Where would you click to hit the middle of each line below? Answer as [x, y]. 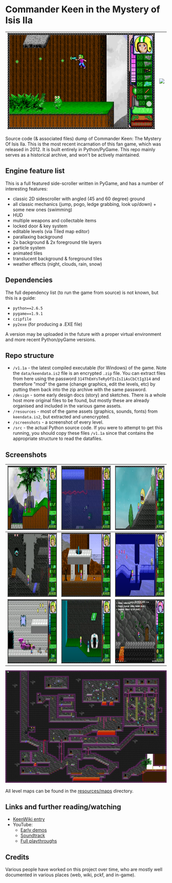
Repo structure [30, 355]
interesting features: [27, 188]
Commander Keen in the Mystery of [83, 9]
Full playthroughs [39, 841]
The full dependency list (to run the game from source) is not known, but [82, 292]
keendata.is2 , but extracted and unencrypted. [61, 417]
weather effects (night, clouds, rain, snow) [57, 264]
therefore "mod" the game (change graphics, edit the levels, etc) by [84, 384]
